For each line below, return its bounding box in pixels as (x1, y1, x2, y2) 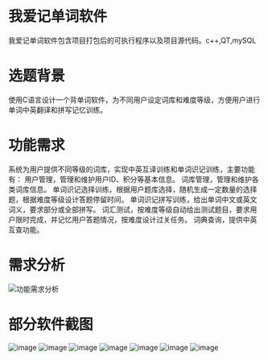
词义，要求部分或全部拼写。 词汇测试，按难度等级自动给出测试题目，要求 (8, 205, 250, 214)
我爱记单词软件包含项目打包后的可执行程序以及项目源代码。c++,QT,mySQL (8, 35, 257, 45)
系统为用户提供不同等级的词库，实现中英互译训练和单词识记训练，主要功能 (8, 164, 255, 174)
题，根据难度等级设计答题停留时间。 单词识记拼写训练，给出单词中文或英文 (8, 194, 258, 204)
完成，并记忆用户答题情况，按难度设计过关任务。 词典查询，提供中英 (29, 214, 258, 224)
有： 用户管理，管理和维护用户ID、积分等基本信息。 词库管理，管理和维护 (8, 174, 252, 184)
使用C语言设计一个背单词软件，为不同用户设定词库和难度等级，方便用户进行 (8, 94, 261, 105)
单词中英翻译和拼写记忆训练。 (8, 105, 107, 114)
